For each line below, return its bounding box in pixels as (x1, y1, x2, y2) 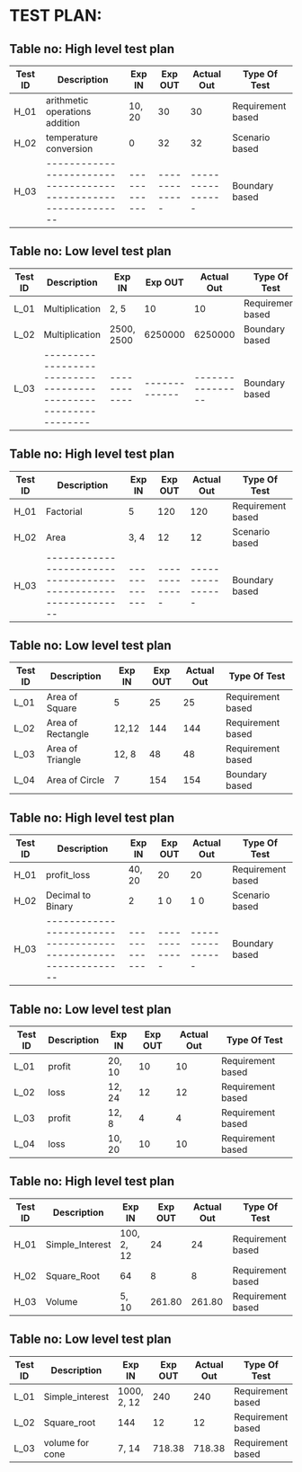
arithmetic (45, 94, 89, 106)
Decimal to (45, 889, 92, 901)
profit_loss (45, 869, 91, 882)
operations (45, 105, 92, 118)
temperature (45, 131, 99, 144)
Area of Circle (46, 774, 105, 786)
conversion (45, 143, 93, 155)
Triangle (46, 754, 82, 767)
